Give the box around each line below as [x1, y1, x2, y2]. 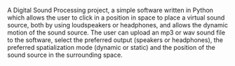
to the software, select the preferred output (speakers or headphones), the [7, 36, 223, 44]
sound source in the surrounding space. [7, 51, 123, 59]
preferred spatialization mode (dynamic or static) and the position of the [7, 44, 215, 51]
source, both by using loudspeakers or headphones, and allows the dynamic [7, 21, 228, 29]
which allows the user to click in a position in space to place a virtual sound [7, 13, 225, 22]
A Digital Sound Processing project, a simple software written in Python [7, 6, 214, 14]
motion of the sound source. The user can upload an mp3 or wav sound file [7, 28, 226, 37]
